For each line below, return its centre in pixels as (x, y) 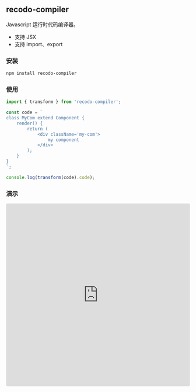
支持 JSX (25, 37)
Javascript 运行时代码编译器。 (42, 24)
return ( (38, 129)
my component (64, 140)
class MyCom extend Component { (45, 118)
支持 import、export (38, 44)
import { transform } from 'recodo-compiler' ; (64, 102)
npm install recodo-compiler (41, 73)
